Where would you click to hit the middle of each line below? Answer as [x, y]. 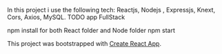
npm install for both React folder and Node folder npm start [91, 30]
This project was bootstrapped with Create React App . [84, 43]
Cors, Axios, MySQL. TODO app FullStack [66, 17]
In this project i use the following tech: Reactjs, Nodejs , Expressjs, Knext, [111, 10]
